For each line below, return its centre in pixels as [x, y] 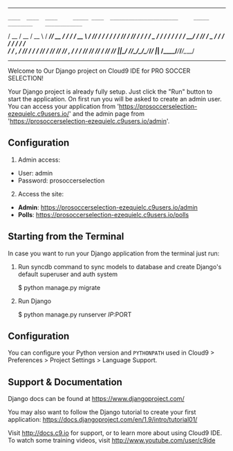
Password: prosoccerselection [61, 180]
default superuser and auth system [68, 274]
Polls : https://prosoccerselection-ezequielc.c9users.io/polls [103, 214]
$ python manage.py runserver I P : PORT [75, 314]
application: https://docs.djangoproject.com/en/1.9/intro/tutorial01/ [103, 420]
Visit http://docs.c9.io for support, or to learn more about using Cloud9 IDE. [115, 433]
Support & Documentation [65, 382]
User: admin [35, 173]
